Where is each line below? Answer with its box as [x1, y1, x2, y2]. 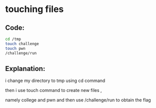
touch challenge [5, 41, 39, 46]
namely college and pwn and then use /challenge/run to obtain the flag [5, 97, 151, 103]
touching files [5, 3, 64, 15]
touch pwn [5, 46, 26, 51]
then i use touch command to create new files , [5, 87, 102, 93]
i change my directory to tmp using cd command [5, 77, 105, 83]
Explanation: [5, 64, 45, 73]
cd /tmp [5, 36, 21, 41]
